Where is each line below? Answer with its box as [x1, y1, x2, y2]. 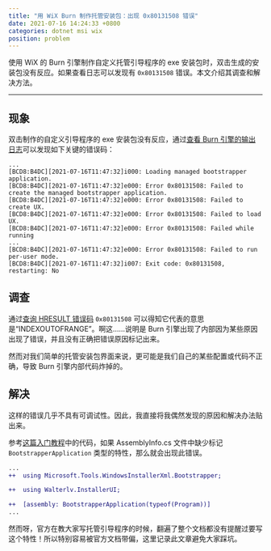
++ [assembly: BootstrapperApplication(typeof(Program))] [8, 501, 211, 509]
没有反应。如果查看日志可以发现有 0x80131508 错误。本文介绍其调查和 [22, 68, 254, 78]
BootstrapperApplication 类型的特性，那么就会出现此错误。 [8, 447, 207, 457]
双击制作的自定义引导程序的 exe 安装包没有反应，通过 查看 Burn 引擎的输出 [8, 134, 256, 144]
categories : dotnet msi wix [8, 27, 103, 35]
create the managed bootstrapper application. [8, 189, 168, 197]
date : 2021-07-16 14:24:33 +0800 [8, 19, 121, 28]
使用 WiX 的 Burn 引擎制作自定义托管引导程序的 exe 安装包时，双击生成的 [8, 57, 252, 67]
